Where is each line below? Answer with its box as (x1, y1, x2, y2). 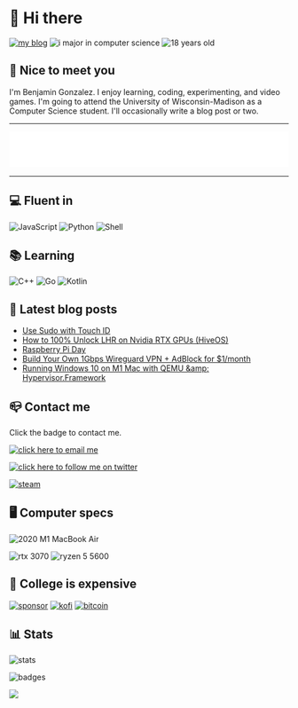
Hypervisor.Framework (21, 373, 106, 383)
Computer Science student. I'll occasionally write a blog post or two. (9, 106, 259, 116)
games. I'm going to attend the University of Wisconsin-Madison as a (9, 96, 263, 106)
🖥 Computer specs (9, 506, 114, 521)
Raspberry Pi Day (21, 344, 86, 355)
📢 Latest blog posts (9, 302, 118, 317)
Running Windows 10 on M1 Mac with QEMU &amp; (21, 363, 210, 374)
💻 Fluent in (9, 193, 74, 208)
